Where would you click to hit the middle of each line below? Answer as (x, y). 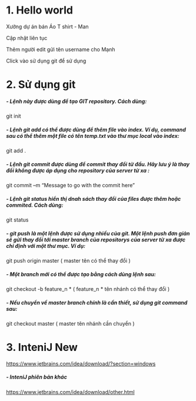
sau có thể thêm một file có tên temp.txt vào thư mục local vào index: (93, 135)
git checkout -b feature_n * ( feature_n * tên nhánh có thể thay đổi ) (88, 289)
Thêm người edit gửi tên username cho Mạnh (61, 49)
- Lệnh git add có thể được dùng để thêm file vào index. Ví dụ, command (96, 130)
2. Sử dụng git (41, 84)
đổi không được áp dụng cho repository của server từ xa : (78, 170)
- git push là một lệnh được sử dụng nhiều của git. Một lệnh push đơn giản (98, 233)
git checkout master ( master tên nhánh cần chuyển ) (70, 323)
